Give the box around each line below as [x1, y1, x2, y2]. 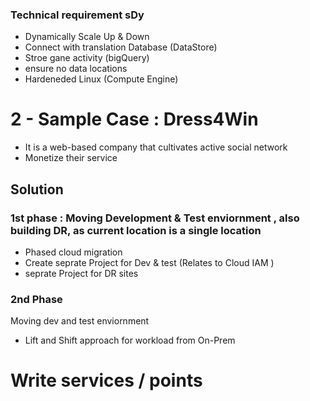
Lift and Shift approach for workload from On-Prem [24, 334, 236, 347]
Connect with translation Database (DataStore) [24, 41, 218, 53]
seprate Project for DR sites [24, 267, 139, 279]
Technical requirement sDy [10, 8, 145, 22]
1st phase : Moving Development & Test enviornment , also [10, 211, 300, 225]
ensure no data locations [24, 63, 128, 75]
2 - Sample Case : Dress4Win [10, 108, 259, 131]
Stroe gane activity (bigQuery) [24, 52, 150, 64]
